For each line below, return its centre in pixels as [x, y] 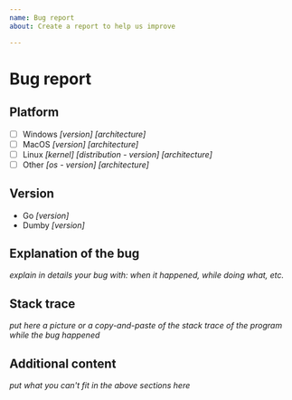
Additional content [63, 363]
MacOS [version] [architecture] [80, 144]
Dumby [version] [54, 225]
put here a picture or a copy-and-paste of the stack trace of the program [146, 326]
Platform [34, 113]
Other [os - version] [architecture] [85, 165]
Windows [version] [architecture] [84, 134]
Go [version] [46, 215]
